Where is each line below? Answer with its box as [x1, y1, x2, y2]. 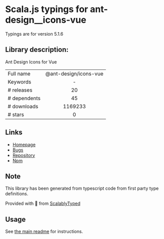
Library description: [5, 45, 69, 54]
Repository [12, 152, 35, 158]
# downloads [8, 103, 39, 110]
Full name [8, 70, 31, 77]
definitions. [5, 191, 29, 197]
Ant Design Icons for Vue [5, 59, 57, 65]
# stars [8, 111, 24, 118]
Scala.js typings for [5, 4, 88, 15]
